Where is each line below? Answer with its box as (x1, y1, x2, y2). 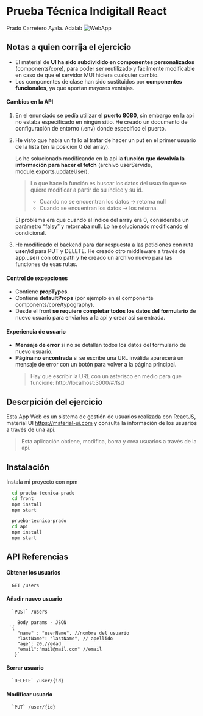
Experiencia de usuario (6, 328, 66, 335)
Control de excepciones (6, 274, 68, 282)
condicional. (15, 229, 46, 236)
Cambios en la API (6, 98, 54, 106)
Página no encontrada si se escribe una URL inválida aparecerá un (15, 354, 184, 362)
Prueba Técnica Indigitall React (6, 4, 168, 18)
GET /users (12, 582, 40, 589)
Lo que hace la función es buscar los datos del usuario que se (30, 179, 187, 187)
